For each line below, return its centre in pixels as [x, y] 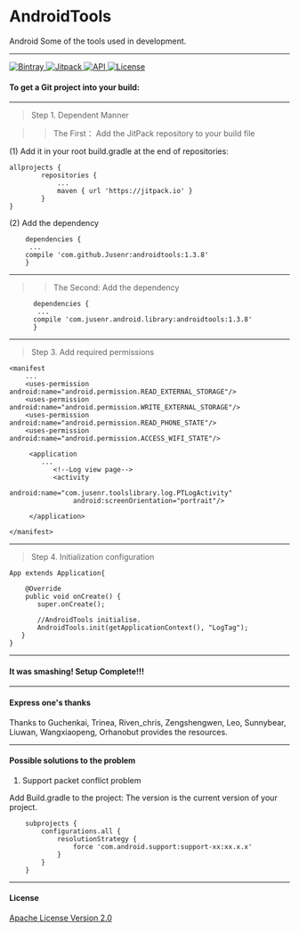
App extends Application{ [57, 573]
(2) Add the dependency [54, 223]
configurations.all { [81, 831]
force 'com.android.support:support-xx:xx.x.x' [162, 847]
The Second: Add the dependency [116, 288]
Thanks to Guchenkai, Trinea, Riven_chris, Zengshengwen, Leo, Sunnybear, [148, 722]
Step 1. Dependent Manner [80, 115]
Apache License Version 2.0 [61, 918]
